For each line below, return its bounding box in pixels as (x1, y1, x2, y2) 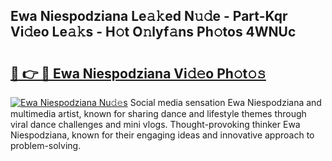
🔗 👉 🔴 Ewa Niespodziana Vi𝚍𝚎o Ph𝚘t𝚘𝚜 (10, 65, 267, 82)
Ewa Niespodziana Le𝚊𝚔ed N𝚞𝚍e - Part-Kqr (10, 8, 288, 25)
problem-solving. (10, 140, 82, 151)
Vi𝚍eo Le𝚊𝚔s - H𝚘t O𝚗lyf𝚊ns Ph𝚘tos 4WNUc (10, 24, 297, 41)
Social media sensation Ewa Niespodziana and (129, 97, 322, 108)
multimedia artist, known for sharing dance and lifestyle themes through (10, 108, 307, 119)
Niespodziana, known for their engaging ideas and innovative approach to (10, 129, 315, 141)
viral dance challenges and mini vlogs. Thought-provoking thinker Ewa (10, 119, 301, 130)
